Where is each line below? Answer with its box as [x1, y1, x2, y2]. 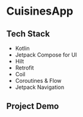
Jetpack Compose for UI [15, 51, 78, 58]
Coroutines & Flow [15, 77, 62, 84]
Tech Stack [6, 29, 50, 39]
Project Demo [6, 101, 59, 112]
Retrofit [15, 64, 34, 71]
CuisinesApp [6, 4, 73, 18]
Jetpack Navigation [15, 83, 65, 91]
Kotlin [15, 44, 30, 52]
